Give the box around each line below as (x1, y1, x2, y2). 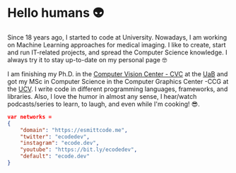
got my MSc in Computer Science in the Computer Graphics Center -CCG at (7, 77, 229, 85)
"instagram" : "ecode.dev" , (20, 140, 100, 147)
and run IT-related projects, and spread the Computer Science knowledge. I (7, 48, 228, 56)
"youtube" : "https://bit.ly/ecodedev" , (20, 146, 138, 153)
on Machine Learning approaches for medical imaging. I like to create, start (7, 40, 226, 49)
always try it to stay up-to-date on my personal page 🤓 (7, 55, 167, 64)
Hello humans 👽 (7, 5, 105, 21)
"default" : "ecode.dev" (20, 153, 90, 160)
